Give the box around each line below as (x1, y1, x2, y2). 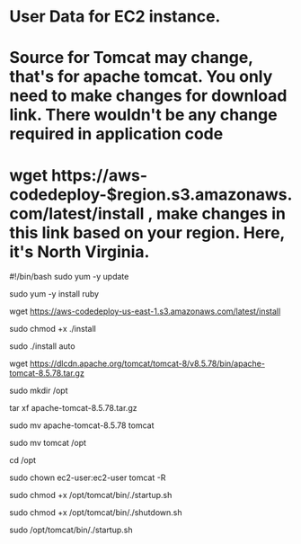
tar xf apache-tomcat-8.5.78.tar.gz (9, 403, 137, 414)
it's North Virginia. (9, 241, 150, 262)
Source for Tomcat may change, (9, 48, 253, 68)
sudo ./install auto (9, 341, 75, 352)
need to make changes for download (9, 85, 288, 106)
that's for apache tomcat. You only (9, 67, 273, 87)
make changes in (155, 203, 286, 224)
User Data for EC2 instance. (9, 6, 221, 27)
